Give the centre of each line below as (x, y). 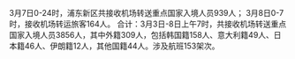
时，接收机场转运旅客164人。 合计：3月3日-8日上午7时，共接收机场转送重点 (148, 24)
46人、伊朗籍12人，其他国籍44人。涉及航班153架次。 (122, 46)
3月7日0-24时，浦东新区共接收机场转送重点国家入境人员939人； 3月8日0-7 (147, 13)
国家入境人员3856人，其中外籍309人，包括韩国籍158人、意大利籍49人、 (141, 35)
